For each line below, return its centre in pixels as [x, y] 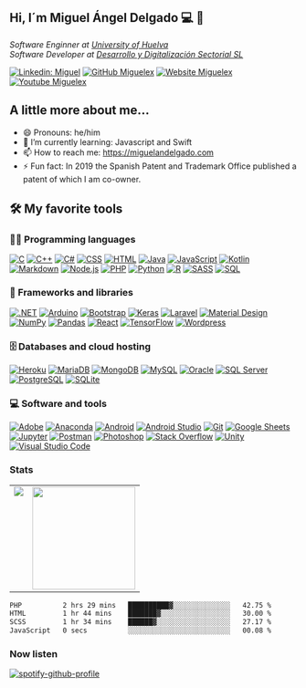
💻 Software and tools [58, 403]
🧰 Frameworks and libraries [72, 293]
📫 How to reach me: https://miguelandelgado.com [118, 152]
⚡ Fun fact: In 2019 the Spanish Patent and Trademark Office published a [159, 166]
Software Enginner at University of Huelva [89, 44]
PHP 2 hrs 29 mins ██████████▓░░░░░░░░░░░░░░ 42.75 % [141, 605]
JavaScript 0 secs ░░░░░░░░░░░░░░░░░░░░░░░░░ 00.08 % [141, 631]
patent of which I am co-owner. [82, 179]
